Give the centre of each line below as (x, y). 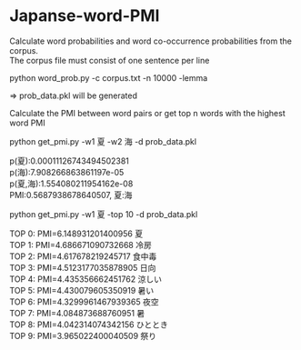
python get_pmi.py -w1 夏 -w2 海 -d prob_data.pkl (103, 141)
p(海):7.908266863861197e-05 (67, 172)
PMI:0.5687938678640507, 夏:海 (71, 195)
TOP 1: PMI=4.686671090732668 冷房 (80, 245)
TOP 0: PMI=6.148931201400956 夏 (76, 234)
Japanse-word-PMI (85, 16)
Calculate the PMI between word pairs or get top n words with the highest (147, 113)
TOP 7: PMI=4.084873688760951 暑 (77, 313)
